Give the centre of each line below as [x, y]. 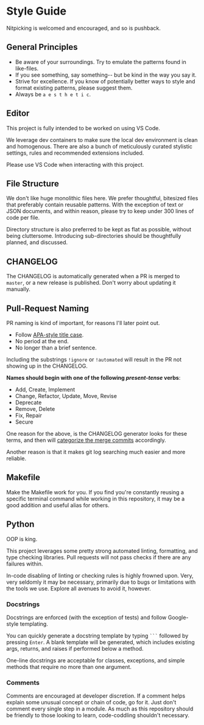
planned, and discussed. [37, 242]
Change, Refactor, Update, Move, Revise [66, 396]
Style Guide [37, 11]
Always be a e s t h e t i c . [53, 94]
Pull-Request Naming [48, 308]
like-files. [27, 68]
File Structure [33, 184]
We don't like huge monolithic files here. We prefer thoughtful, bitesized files [102, 198]
